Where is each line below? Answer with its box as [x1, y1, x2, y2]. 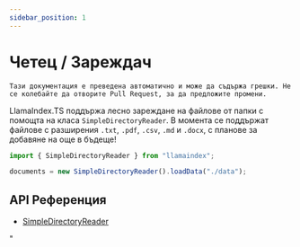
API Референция [9, 192, 107, 207]
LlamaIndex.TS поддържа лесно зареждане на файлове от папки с [9, 105, 264, 116]
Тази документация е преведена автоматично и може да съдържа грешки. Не [9, 82, 292, 91]
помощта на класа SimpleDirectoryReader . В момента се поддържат [9, 114, 269, 126]
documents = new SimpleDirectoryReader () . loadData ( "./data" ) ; [9, 167, 247, 176]
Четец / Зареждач [9, 51, 153, 72]
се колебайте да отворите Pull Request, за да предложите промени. [9, 89, 268, 99]
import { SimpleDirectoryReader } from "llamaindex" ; [9, 151, 216, 160]
